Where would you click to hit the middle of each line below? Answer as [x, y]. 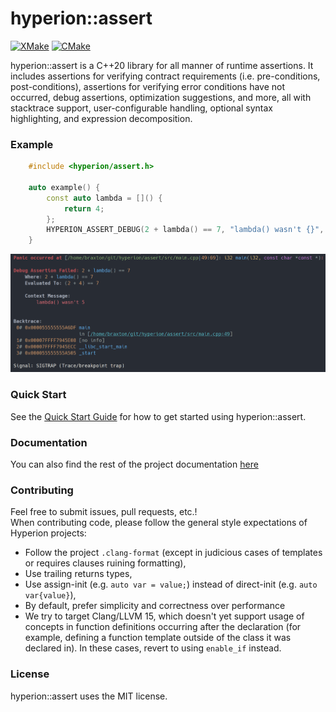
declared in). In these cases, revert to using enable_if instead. [153, 648]
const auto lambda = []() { [104, 198]
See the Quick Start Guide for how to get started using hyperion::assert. [158, 416]
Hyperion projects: [48, 533]
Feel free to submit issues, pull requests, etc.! [104, 512]
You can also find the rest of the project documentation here [134, 464]
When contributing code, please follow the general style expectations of [159, 523]
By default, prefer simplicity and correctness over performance [155, 606]
